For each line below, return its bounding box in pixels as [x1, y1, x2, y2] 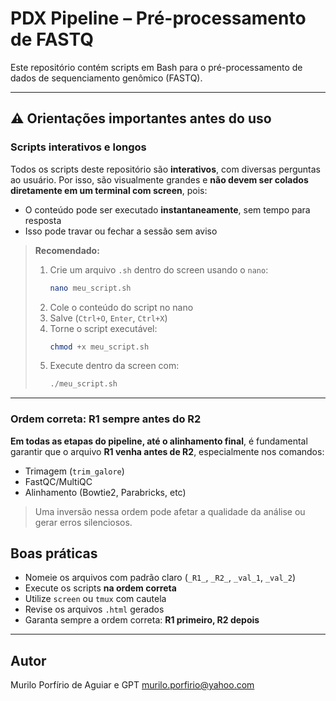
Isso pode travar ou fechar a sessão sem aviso [24, 225, 218, 237]
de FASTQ [10, 28, 95, 51]
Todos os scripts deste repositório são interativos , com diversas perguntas [10, 163, 321, 175]
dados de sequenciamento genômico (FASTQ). [10, 72, 203, 84]
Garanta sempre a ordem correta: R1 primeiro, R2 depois [24, 614, 260, 626]
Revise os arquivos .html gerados [24, 603, 165, 616]
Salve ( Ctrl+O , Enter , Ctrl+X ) [49, 312, 168, 324]
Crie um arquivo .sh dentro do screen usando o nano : [49, 263, 269, 276]
